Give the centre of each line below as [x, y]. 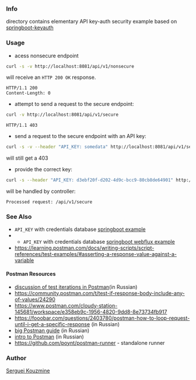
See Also [19, 217]
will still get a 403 [27, 158]
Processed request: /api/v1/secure [49, 202]
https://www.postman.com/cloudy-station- [66, 305]
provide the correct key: [43, 170]
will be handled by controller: [41, 191]
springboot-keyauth [30, 27]
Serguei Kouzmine [28, 371]
